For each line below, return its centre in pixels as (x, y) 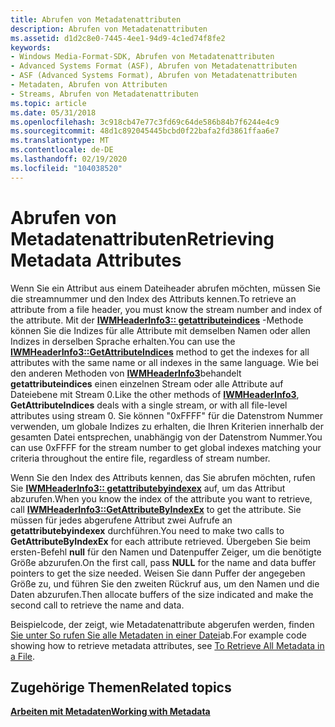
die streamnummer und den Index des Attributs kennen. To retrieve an (153, 298)
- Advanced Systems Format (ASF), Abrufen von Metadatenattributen (154, 66)
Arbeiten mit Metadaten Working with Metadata (110, 712)
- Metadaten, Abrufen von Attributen (89, 85)
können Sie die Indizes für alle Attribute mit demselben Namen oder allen (160, 330)
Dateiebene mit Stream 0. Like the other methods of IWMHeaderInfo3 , (155, 394)
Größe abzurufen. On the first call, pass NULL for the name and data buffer (163, 562)
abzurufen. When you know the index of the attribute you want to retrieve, (161, 498)
